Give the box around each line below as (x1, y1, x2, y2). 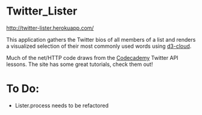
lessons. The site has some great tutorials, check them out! (6, 61, 153, 68)
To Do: (6, 82, 40, 96)
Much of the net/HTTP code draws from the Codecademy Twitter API (6, 54, 179, 61)
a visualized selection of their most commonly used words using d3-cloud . (6, 42, 192, 50)
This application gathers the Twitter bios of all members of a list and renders (6, 36, 196, 43)
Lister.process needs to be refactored (14, 102, 109, 109)
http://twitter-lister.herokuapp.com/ (6, 24, 94, 31)
